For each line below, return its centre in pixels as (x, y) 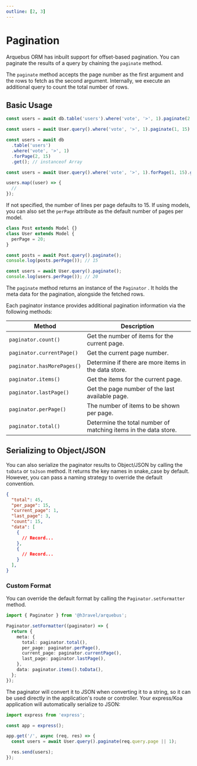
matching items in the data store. (132, 430)
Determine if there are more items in (137, 362)
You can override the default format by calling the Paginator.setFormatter (96, 598)
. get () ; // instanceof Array (47, 162)
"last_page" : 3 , (31, 516)
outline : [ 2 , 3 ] (26, 11)
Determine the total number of (128, 423)
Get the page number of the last (131, 389)
